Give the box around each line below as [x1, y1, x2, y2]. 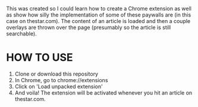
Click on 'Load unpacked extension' [14, 83, 103, 90]
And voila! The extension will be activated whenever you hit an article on [14, 89, 193, 96]
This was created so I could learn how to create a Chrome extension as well [6, 5, 192, 12]
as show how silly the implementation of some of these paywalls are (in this [6, 11, 191, 18]
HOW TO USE [6, 51, 73, 64]
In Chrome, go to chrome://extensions [14, 76, 108, 83]
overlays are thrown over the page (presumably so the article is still [6, 24, 171, 31]
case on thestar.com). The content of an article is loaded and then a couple [6, 18, 191, 24]
